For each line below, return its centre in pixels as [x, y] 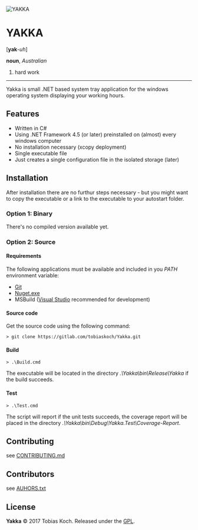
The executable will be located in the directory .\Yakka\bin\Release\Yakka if [98, 373]
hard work [27, 72]
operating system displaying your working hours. [65, 95]
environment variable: [32, 275]
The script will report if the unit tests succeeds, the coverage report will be [97, 417]
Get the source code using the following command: [68, 326]
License [21, 507]
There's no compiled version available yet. [57, 227]
